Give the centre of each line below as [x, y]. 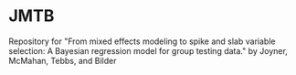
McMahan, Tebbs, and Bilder [63, 60]
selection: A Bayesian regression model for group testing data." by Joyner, [148, 50]
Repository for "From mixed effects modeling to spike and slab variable [142, 41]
